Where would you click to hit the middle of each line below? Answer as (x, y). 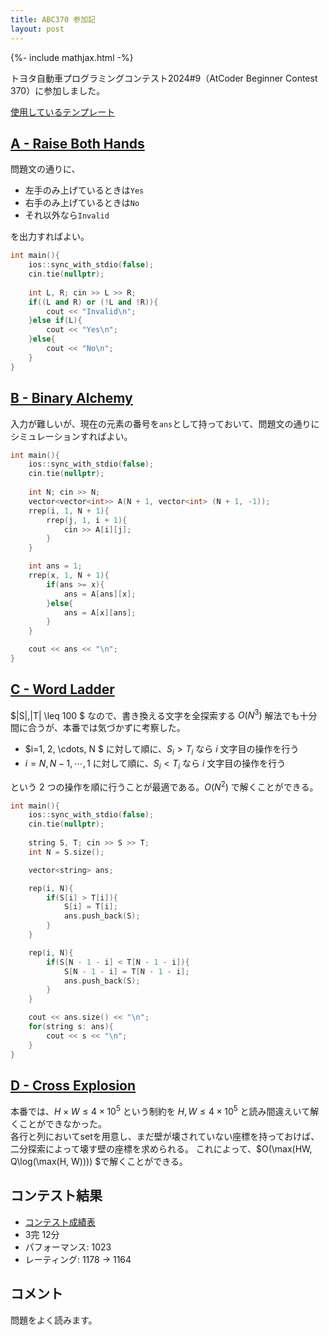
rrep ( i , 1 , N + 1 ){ (69, 511)
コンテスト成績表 (60, 1222)
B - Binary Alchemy (71, 398)
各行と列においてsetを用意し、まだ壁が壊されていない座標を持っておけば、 (165, 1137)
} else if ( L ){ (55, 321)
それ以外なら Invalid (67, 215)
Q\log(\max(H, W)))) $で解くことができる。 (99, 1162)
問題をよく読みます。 (54, 1320)
